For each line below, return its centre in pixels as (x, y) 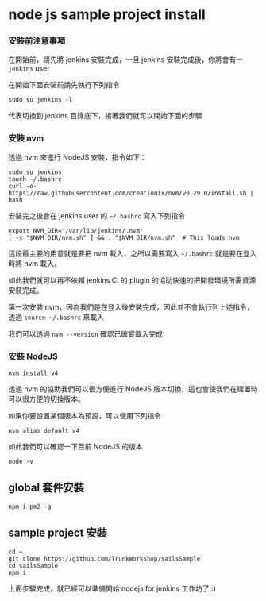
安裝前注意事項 (37, 41)
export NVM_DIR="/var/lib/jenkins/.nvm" (76, 231)
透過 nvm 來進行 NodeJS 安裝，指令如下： (77, 157)
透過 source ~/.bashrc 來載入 (56, 317)
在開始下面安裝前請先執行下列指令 (64, 85)
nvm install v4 (33, 374)
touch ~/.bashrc (35, 179)
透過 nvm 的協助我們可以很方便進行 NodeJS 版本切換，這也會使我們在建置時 (133, 389)
